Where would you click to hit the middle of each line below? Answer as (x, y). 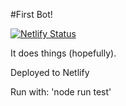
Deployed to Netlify (50, 72)
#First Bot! (31, 14)
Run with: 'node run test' (61, 92)
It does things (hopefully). (63, 53)
